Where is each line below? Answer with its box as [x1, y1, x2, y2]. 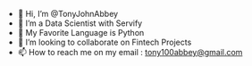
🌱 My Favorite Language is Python [17, 28, 145, 37]
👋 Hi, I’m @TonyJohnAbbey [17, 9, 119, 19]
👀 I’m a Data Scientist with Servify [17, 18, 143, 29]
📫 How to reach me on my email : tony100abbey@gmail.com [17, 47, 243, 57]
